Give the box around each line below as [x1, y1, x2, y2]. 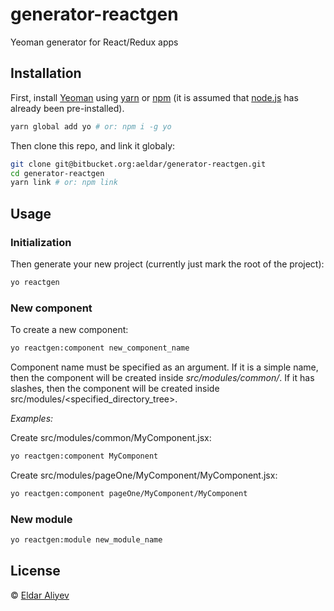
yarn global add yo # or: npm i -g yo [10, 121, 172, 132]
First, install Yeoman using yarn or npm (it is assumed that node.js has [10, 91, 299, 103]
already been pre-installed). [10, 102, 125, 114]
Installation [10, 65, 82, 82]
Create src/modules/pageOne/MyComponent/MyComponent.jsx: [10, 469, 278, 481]
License [10, 563, 61, 580]
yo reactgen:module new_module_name [10, 535, 163, 545]
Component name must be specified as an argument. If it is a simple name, [10, 361, 319, 373]
